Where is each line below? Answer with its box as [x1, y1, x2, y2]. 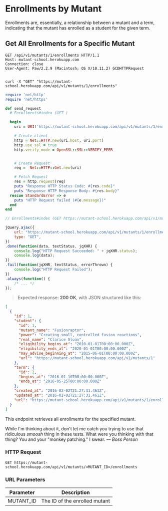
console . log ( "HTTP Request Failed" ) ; [14, 267, 93, 272]
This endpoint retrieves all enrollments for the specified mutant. [5, 416, 136, 422]
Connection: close [5, 61, 43, 67]
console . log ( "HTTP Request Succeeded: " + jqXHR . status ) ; [14, 248, 137, 253]
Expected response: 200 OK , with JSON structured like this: [17, 295, 141, 301]
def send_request [5, 106, 41, 111]
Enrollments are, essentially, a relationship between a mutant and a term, [5, 20, 155, 26]
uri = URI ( [14, 124, 37, 129]
